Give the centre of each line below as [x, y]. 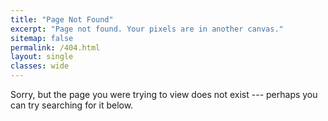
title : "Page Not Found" [62, 19]
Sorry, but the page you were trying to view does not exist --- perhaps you [164, 94]
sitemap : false [42, 38]
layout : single [42, 57]
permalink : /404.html [55, 47]
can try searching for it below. [72, 105]
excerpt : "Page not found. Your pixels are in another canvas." [147, 29]
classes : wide [40, 66]
